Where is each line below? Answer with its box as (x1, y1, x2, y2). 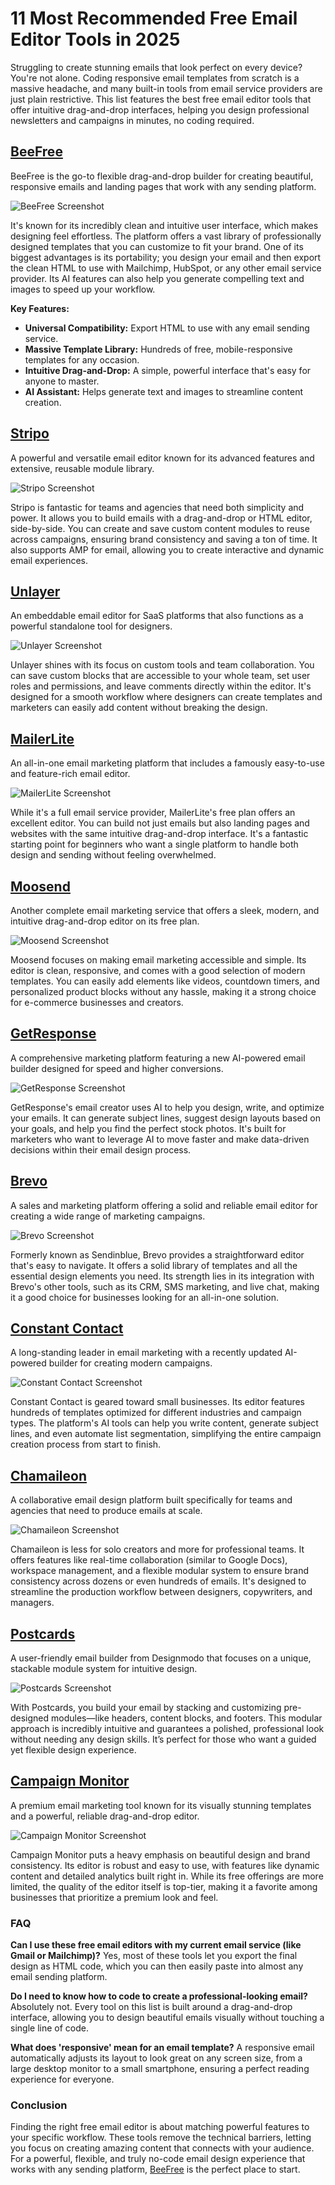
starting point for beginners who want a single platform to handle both (10, 838, 299, 851)
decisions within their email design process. (10, 1143, 192, 1156)
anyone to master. (24, 375, 100, 387)
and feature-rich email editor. (10, 768, 131, 780)
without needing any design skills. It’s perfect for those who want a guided (10, 1733, 317, 1746)
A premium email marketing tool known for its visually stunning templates (10, 1799, 312, 1811)
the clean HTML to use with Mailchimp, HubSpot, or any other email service (10, 262, 322, 274)
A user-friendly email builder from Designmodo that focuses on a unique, (10, 1652, 312, 1664)
